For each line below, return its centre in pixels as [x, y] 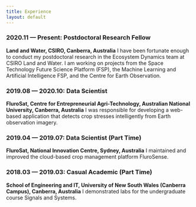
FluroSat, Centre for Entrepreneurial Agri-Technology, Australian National [98, 104]
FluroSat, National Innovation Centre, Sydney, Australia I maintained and [96, 150]
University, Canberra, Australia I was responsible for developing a [88, 110]
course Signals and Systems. [41, 198]
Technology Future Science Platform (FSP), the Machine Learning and [91, 69]
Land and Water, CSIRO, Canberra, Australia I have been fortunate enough [98, 50]
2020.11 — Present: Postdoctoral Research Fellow [79, 38]
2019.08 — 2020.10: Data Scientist [57, 91]
